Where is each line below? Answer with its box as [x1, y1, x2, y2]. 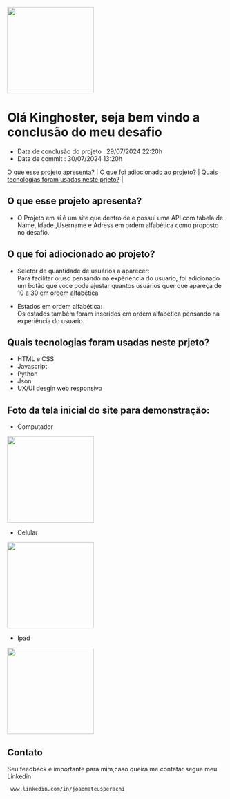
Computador [17, 423, 54, 431]
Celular [17, 528, 38, 537]
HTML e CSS [17, 355, 55, 363]
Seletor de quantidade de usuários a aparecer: [17, 267, 150, 275]
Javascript [17, 363, 48, 371]
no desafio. [17, 228, 50, 236]
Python [17, 369, 38, 378]
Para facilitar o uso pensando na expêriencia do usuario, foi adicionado [17, 273, 220, 282]
